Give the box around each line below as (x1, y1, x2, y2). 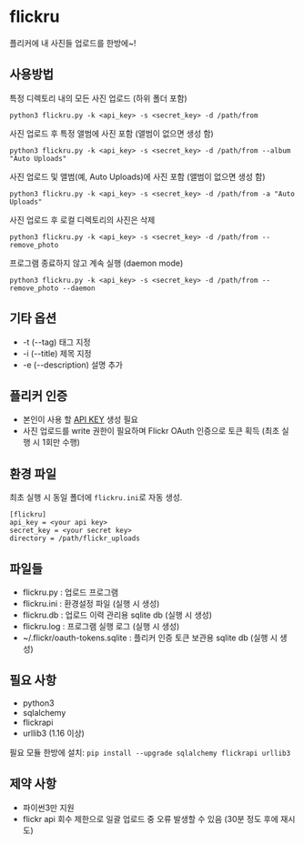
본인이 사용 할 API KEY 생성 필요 (22, 414, 138, 425)
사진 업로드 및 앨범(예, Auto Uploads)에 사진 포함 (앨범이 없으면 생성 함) (9, 171, 266, 182)
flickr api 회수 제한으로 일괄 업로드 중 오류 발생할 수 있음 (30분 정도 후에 (22, 813, 279, 824)
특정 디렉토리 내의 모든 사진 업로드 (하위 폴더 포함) (9, 93, 188, 104)
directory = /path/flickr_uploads (9, 534, 141, 543)
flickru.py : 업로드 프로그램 (22, 587, 119, 598)
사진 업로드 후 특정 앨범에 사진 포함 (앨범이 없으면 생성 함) (9, 127, 214, 138)
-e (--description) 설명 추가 (22, 359, 123, 370)
